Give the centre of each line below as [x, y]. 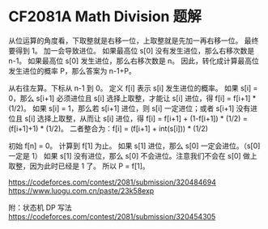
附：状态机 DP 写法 [40, 207]
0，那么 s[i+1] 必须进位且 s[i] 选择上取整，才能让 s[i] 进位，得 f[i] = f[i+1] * [132, 98]
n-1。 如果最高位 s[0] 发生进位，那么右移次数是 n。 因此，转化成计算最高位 [134, 61]
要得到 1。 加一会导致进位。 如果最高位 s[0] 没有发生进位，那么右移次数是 [132, 50]
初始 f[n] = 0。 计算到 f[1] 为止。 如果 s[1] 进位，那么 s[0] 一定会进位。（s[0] [134, 146]
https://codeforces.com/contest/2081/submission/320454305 [112, 216]
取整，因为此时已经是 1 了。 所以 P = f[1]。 [79, 166]
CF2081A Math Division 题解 [105, 17]
